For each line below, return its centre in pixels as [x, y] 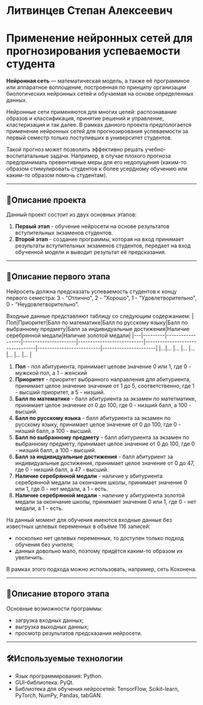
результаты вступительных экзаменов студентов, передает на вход [103, 246]
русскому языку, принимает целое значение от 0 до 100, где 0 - [98, 424]
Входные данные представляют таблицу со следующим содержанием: [98, 316]
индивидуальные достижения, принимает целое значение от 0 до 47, [105, 463]
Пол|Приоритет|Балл [33, 322]
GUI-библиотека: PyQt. [44, 683]
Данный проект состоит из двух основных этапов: [72, 214]
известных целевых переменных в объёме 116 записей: [79, 526]
